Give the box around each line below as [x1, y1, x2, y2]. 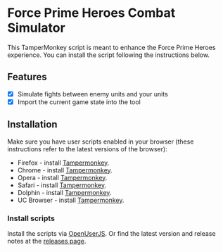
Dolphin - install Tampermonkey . [17, 188, 112, 196]
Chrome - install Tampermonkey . [17, 165, 113, 174]
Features [7, 71, 47, 83]
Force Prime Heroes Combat [7, 5, 176, 21]
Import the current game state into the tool [17, 97, 141, 106]
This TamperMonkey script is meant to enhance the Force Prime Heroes [7, 43, 216, 51]
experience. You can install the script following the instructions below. [7, 51, 210, 59]
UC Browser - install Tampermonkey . [17, 196, 125, 204]
